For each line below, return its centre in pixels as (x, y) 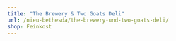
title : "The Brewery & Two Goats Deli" (66, 14)
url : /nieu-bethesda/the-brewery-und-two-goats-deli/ (88, 20)
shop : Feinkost (30, 26)
